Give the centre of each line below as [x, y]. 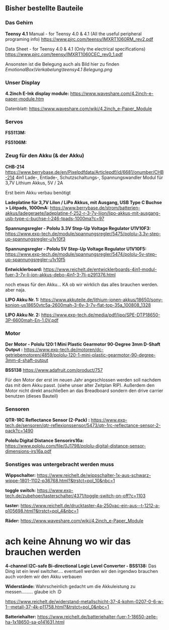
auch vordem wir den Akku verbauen [44, 577]
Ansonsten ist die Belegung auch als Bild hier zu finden [62, 64]
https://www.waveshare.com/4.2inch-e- [112, 93]
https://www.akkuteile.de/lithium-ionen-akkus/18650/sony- [101, 300]
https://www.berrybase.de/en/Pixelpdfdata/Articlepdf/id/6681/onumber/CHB [84, 172]
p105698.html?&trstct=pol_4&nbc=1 [42, 511]
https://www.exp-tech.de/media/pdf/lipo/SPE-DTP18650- [101, 315]
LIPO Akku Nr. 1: [22, 300]
